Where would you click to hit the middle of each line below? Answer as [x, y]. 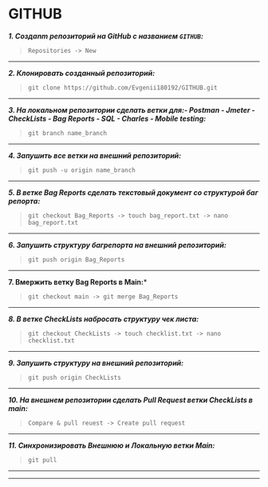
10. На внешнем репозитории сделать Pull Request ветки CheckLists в [131, 400]
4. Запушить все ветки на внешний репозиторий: [95, 155]
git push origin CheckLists [74, 377]
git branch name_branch [67, 133]
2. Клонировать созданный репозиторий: [82, 73]
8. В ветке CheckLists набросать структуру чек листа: [104, 319]
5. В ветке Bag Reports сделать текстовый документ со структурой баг [134, 192]
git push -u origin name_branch [81, 170]
